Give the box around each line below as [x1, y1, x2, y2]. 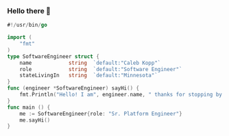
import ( [7, 34, 32, 41]
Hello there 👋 [7, 6, 51, 16]
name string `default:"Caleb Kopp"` [19, 59, 161, 66]
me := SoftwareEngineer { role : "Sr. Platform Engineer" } [19, 110, 183, 117]
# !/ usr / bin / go [7, 22, 48, 29]
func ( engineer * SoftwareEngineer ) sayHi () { [7, 85, 139, 92]
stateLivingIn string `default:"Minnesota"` [19, 72, 158, 79]
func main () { [7, 104, 51, 111]
